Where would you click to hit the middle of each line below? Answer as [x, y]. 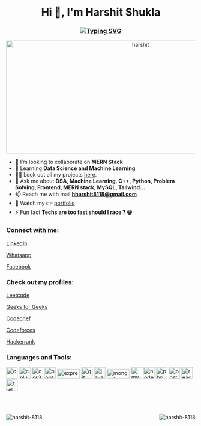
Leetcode [18, 295]
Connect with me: [33, 230]
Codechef [19, 318]
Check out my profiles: [40, 282]
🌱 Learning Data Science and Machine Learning [75, 168]
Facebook [19, 266]
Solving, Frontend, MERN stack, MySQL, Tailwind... [80, 187]
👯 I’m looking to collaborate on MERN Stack [69, 162]
